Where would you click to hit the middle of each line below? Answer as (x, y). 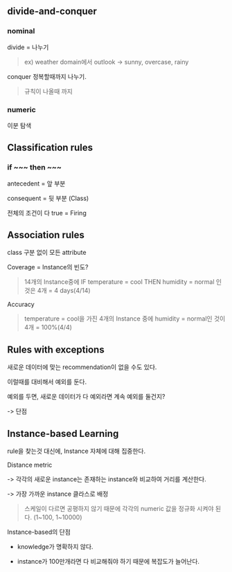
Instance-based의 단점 (39, 532)
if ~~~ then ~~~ (35, 168)
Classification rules (50, 148)
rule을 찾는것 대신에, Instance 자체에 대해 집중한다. (77, 451)
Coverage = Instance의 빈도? (48, 267)
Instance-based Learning (63, 433)
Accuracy (21, 305)
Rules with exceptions (56, 349)
